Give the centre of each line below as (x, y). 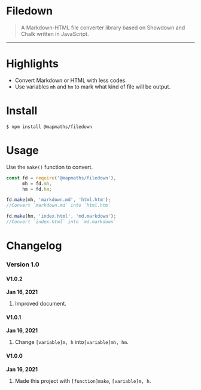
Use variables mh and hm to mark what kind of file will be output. (93, 86)
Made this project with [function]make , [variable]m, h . (83, 380)
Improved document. (41, 304)
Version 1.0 (23, 264)
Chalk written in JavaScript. (55, 33)
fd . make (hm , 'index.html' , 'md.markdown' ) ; (61, 217)
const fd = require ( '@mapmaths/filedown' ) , (61, 178)
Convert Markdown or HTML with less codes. (71, 80)
